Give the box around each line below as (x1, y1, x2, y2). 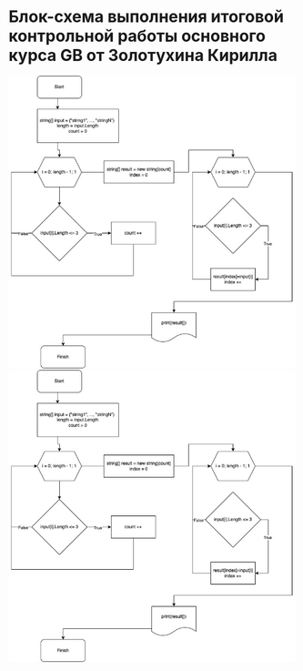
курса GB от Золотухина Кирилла (8, 46, 278, 66)
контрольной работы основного (8, 25, 266, 46)
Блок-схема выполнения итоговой (8, 6, 284, 27)
